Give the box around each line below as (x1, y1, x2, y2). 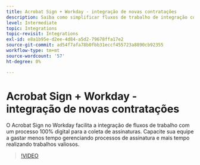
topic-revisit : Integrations (6, 31, 79, 37)
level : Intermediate (6, 20, 58, 26)
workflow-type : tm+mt (6, 48, 60, 54)
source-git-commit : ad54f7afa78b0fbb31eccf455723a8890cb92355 (6, 42, 164, 48)
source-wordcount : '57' (6, 53, 65, 59)
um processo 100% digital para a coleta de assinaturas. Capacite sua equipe (6, 128, 194, 135)
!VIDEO (20, 152, 39, 160)
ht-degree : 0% (6, 58, 42, 64)
